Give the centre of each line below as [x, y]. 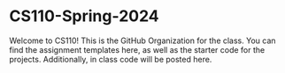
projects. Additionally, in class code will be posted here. [111, 59]
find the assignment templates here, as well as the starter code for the [137, 49]
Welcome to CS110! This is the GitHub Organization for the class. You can [142, 40]
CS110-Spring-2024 [84, 16]
